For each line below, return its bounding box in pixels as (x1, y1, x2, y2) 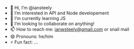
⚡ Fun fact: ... (10, 39, 38, 45)
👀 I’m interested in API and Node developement (10, 10, 109, 16)
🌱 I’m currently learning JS (10, 15, 66, 21)
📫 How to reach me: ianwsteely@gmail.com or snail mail (10, 26, 129, 32)
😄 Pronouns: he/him (10, 33, 53, 39)
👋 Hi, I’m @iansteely (10, 5, 52, 10)
